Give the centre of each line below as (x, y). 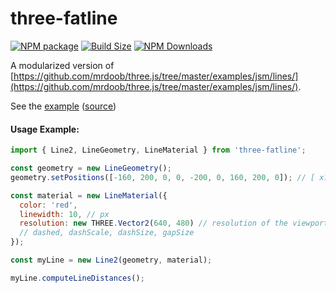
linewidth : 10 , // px (64, 214)
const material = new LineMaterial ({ (89, 195)
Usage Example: (45, 129)
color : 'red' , (48, 205)
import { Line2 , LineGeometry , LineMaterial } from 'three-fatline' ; (158, 150)
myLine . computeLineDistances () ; (77, 278)
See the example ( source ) (63, 106)
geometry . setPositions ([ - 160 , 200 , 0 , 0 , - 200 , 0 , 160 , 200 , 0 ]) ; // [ (163, 177)
